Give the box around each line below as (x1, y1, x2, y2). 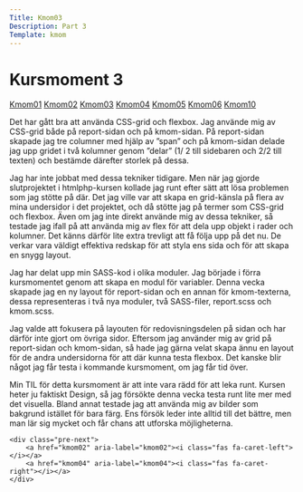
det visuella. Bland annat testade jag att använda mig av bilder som (9, 399, 260, 410)
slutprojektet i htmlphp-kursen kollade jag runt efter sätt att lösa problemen (9, 182, 289, 193)
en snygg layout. (9, 250, 71, 261)
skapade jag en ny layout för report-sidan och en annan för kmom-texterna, (9, 286, 291, 297)
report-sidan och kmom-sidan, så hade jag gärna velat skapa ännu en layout (9, 342, 294, 353)
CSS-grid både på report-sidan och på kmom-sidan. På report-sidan (9, 126, 265, 137)
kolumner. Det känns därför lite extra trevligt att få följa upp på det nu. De (9, 230, 282, 241)
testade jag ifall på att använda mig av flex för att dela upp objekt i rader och (9, 221, 294, 232)
